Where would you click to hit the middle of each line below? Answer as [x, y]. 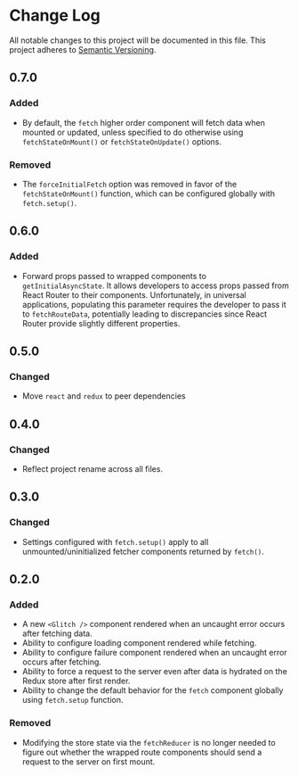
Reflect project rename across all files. [92, 468]
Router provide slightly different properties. [101, 323]
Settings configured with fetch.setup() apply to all [115, 541]
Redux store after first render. [76, 681]
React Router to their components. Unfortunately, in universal [134, 294]
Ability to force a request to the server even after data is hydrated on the [154, 672]
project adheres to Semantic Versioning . [83, 49]
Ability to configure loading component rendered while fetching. [139, 643]
